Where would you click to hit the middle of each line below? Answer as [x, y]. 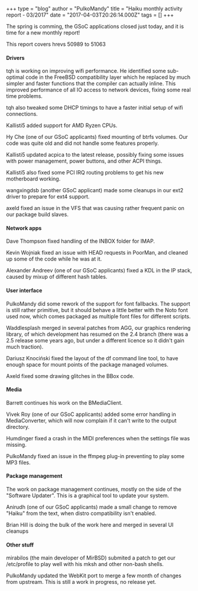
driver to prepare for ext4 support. [48, 197]
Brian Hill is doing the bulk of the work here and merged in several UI [90, 525]
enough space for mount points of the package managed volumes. [87, 364]
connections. [22, 114]
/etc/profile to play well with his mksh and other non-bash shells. [85, 564]
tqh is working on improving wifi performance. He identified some [86, 71]
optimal [15, 77]
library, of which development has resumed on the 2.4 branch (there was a [97, 334]
